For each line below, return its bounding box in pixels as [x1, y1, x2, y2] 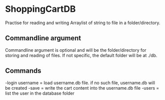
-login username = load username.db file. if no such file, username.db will [5, 80, 155, 86]
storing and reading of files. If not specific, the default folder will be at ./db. [5, 52, 158, 58]
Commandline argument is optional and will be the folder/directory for [5, 47, 147, 53]
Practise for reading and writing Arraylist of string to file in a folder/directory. [5, 20, 161, 26]
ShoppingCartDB [5, 3, 76, 15]
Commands [5, 67, 42, 75]
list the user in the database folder [5, 90, 75, 96]
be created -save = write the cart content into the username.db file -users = [5, 85, 159, 91]
